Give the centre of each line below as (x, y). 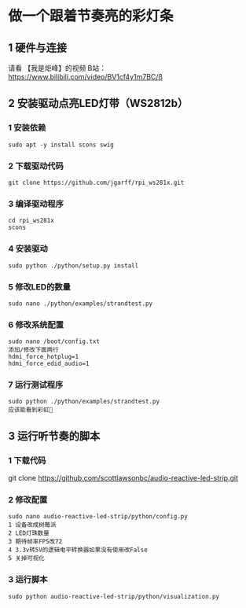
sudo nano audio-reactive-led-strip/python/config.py (98, 517)
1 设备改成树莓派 (32, 525)
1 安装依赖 (27, 128)
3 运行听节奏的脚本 (54, 436)
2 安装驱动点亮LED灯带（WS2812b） (98, 103)
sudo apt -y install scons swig (61, 145)
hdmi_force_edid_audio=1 (49, 364)
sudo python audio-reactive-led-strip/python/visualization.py (114, 596)
